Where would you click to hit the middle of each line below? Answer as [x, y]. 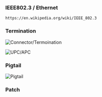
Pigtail [13, 65]
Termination [21, 31]
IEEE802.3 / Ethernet [32, 8]
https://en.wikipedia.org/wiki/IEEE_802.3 [51, 18]
